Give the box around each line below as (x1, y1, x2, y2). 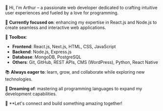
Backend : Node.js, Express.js (12, 49, 72, 55)
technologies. (5, 76, 33, 82)
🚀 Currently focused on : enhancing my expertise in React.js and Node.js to (5, 20, 157, 25)
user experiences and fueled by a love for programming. (5, 10, 119, 16)
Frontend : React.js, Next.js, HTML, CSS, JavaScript (12, 44, 116, 49)
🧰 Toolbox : (5, 34, 27, 40)
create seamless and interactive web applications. (5, 25, 106, 30)
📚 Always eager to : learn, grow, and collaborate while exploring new (5, 69, 145, 75)
